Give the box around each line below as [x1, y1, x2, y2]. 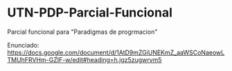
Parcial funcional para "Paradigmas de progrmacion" [7, 28, 158, 36]
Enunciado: [7, 41, 39, 49]
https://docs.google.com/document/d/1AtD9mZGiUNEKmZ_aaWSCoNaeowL [7, 48, 225, 57]
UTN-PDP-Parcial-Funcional [7, 5, 173, 21]
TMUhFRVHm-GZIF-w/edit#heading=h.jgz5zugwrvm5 [7, 55, 162, 63]
